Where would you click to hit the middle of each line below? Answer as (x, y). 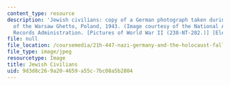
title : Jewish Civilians (42, 64)
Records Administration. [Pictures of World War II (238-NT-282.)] (112, 33)
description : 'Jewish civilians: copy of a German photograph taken (107, 20)
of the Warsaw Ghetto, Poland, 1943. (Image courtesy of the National (116, 26)
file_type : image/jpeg (39, 52)
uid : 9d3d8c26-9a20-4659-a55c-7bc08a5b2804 (70, 71)
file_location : (29, 45)
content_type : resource (41, 13)
